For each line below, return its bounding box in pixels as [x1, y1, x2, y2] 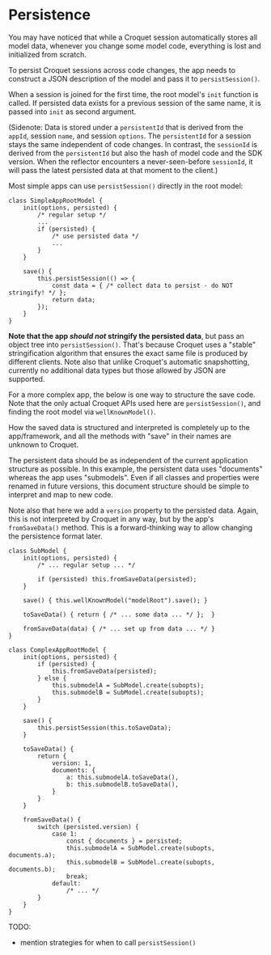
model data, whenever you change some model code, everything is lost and [8, 40, 261, 50]
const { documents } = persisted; [66, 837, 183, 845]
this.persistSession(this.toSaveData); [37, 724, 172, 732]
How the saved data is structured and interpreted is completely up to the [8, 422, 251, 432]
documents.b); [8, 865, 57, 873]
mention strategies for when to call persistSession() [19, 937, 197, 947]
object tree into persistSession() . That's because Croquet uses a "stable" [8, 340, 256, 349]
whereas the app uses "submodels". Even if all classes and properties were [8, 472, 260, 482]
